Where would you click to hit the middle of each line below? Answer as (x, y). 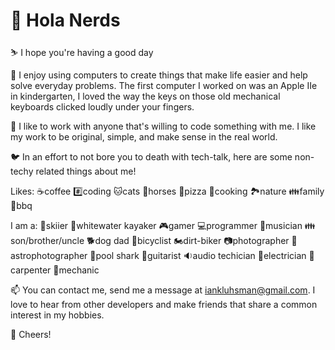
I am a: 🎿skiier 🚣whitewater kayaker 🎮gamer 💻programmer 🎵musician (156, 225)
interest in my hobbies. (57, 315)
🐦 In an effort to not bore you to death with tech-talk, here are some (151, 156)
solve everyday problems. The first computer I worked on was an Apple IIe (164, 85)
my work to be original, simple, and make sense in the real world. (144, 136)
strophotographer (49, 255)
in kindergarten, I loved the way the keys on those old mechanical (145, 96)
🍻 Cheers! (31, 334)
